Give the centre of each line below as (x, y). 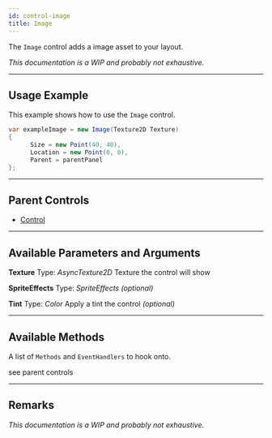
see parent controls (41, 372)
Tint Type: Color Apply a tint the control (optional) (92, 304)
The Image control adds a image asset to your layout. (96, 46)
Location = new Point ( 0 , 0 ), (79, 152)
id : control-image (39, 16)
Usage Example (49, 95)
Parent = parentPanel (66, 160)
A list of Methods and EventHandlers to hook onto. (90, 356)
